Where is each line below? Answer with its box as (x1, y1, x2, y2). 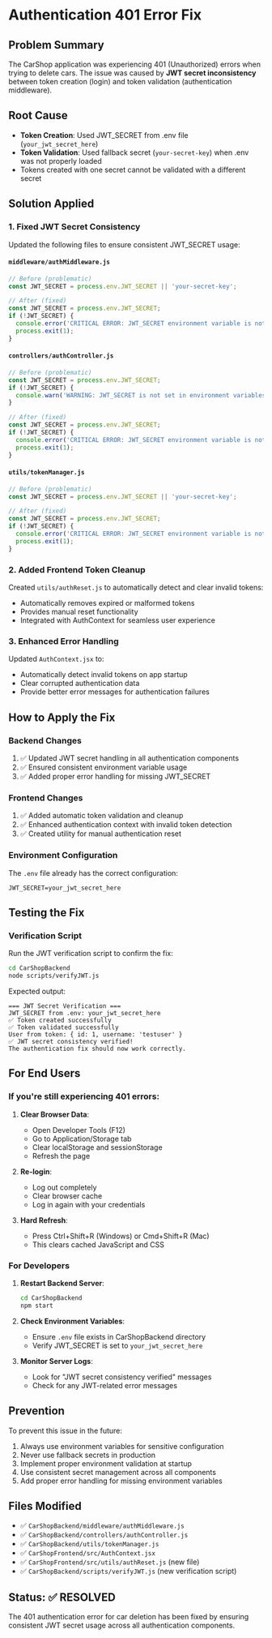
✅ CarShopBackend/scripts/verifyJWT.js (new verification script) (19, 1567, 237, 1576)
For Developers (8, 1259, 70, 1271)
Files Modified (8, 1499, 83, 1513)
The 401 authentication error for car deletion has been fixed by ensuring (8, 1612, 249, 1622)
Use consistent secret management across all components (19, 1467, 217, 1477)
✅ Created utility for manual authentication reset (19, 829, 182, 838)
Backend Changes (8, 735, 83, 746)
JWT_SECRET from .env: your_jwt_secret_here (8, 1010, 161, 1018)
